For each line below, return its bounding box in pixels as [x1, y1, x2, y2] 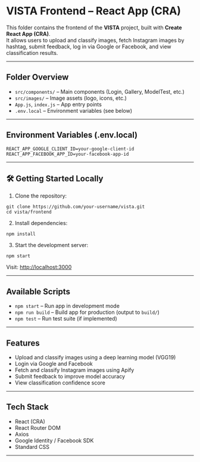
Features [6, 338, 40, 348]
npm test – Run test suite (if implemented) [14, 315, 117, 322]
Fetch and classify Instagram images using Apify [14, 366, 135, 374]
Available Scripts [6, 287, 70, 297]
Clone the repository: [14, 192, 67, 199]
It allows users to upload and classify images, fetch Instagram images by [6, 36, 185, 44]
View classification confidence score [14, 379, 106, 386]
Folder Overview [6, 72, 69, 82]
